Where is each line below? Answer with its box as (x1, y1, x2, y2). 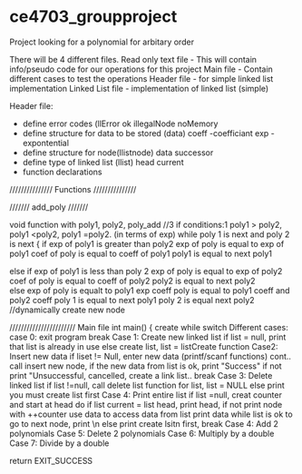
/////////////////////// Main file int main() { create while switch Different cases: (9, 321, 288, 332)
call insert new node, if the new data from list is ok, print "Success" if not (9, 360, 283, 371)
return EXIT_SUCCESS (9, 455, 93, 466)
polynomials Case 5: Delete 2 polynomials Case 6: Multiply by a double (9, 428, 275, 439)
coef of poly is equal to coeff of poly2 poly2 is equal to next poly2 (9, 275, 256, 286)
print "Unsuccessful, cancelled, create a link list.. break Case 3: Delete (9, 370, 273, 380)
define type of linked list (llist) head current (22, 156, 184, 167)
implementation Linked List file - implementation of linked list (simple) (9, 83, 269, 94)
